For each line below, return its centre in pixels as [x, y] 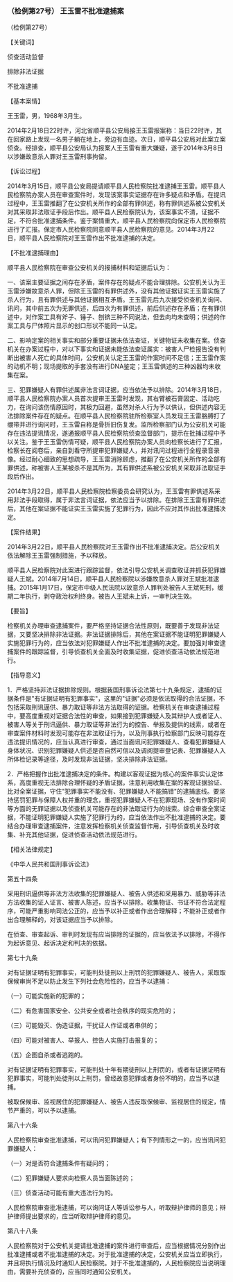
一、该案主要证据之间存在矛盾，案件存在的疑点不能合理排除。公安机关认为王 [116, 282]
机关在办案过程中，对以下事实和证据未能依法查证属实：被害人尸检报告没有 [113, 349]
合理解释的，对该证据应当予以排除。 [64, 920]
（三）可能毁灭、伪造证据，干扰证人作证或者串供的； [83, 1025]
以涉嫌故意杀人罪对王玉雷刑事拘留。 [59, 157]
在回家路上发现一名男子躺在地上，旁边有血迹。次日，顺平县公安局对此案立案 [116, 139]
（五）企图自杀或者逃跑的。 [47, 1055]
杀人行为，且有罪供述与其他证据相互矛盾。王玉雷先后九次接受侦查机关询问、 [116, 300]
